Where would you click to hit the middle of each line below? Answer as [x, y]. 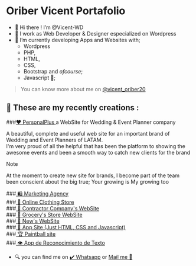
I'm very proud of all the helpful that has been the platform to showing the [96, 146]
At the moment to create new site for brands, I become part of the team [93, 175]
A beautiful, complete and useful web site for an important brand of [88, 133]
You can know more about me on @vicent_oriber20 [83, 89]
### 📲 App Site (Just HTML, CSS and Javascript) [66, 227]
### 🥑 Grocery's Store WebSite [44, 214]
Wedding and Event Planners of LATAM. [55, 140]
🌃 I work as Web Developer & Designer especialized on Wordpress [95, 33]
